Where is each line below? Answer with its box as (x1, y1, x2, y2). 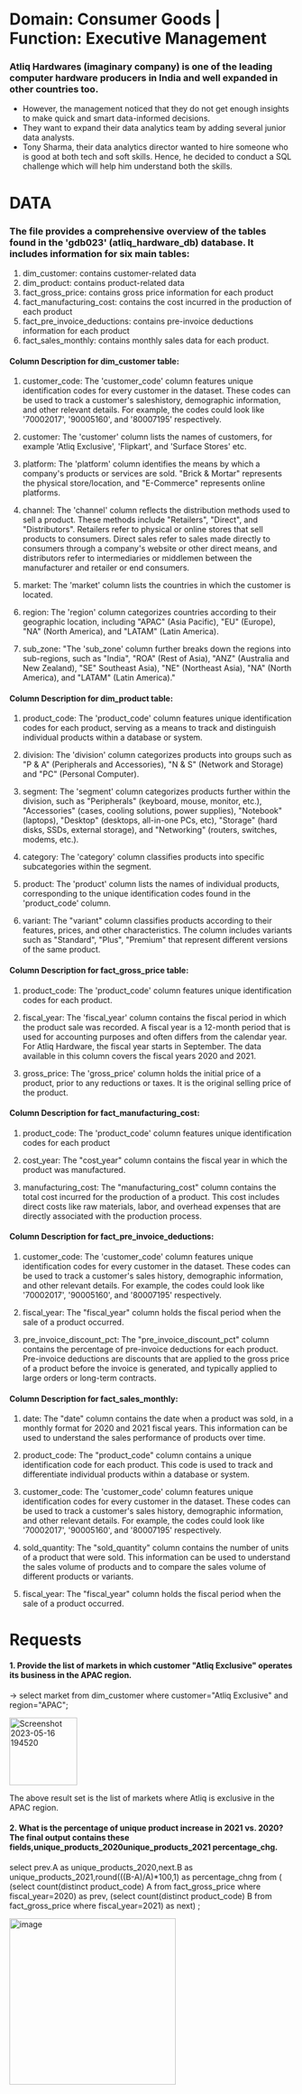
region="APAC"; (9, 1699, 69, 1710)
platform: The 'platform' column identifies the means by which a (22, 458, 261, 469)
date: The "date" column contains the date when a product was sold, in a (22, 1413, 294, 1425)
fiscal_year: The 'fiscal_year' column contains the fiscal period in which (22, 1011, 287, 1023)
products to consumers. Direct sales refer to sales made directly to (22, 533, 270, 545)
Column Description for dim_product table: (9, 693, 174, 704)
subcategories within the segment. (22, 862, 151, 872)
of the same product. (22, 944, 101, 955)
